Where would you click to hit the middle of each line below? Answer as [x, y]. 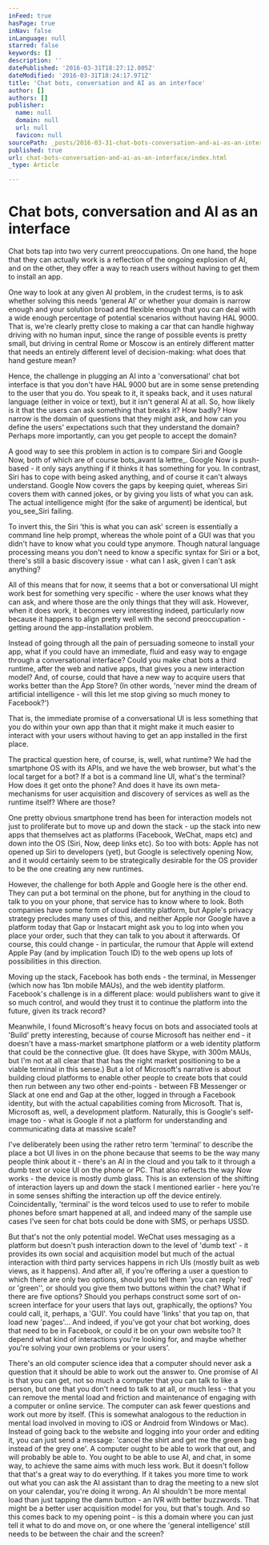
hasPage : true [32, 23]
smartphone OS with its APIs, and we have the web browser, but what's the [132, 768]
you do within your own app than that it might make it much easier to [121, 727]
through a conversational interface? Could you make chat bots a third [122, 660]
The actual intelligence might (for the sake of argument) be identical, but [128, 503]
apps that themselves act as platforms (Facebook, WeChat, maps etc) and [130, 835]
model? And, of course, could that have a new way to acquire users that [127, 677]
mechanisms [29, 794]
